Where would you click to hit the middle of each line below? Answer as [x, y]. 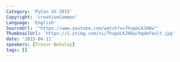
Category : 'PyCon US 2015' [39, 12]
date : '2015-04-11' [30, 39]
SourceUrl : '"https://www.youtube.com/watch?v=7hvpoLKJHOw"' [83, 28]
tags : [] [17, 50]
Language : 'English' [32, 22]
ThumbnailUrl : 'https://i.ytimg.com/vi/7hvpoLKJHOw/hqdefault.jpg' [91, 34]
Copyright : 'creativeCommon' [42, 17]
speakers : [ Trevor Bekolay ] [41, 45]
